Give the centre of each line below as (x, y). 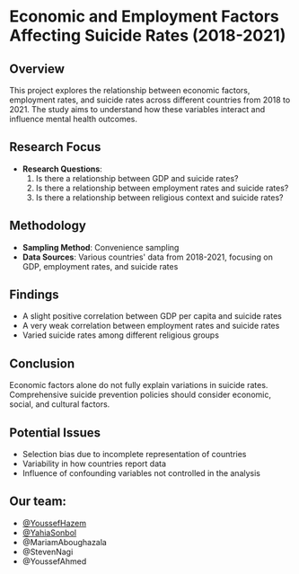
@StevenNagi (48, 552)
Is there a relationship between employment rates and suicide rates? (162, 188)
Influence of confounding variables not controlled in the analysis (141, 473)
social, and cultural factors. (60, 404)
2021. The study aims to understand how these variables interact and (137, 109)
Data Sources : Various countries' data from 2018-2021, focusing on (148, 257)
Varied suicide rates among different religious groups (121, 335)
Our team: (38, 502)
